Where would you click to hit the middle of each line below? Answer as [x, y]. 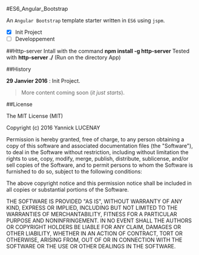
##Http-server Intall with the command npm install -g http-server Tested [98, 51]
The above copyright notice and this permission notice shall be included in [99, 183]
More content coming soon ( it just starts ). [73, 92]
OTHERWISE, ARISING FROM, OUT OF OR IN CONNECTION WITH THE [94, 240]
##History [19, 69]
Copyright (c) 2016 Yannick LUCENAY [54, 128]
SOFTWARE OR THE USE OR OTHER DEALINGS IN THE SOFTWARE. [91, 247]
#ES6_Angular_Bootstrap [37, 9]
